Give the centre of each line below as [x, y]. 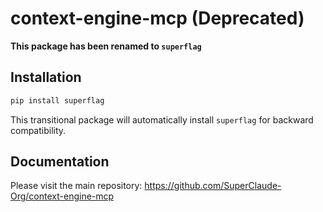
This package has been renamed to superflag [106, 46]
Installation [46, 77]
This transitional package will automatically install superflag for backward [162, 119]
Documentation [60, 162]
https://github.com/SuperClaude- [213, 186]
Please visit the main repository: [76, 186]
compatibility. [38, 130]
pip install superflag [57, 100]
